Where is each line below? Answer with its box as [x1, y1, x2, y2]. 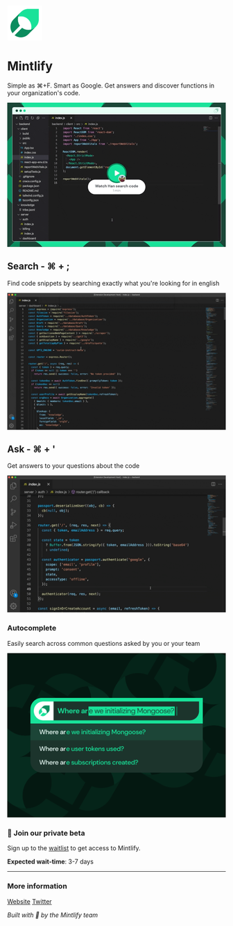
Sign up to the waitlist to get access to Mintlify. [7, 844, 141, 852]
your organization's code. [7, 88, 80, 97]
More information [7, 882, 67, 891]
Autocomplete [7, 624, 57, 633]
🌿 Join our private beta [7, 829, 85, 838]
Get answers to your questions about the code [7, 462, 140, 470]
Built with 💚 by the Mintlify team [7, 911, 98, 919]
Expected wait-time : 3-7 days [7, 857, 94, 866]
